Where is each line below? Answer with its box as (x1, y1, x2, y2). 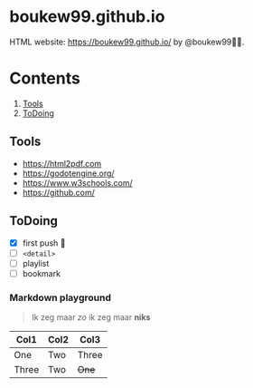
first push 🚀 (22, 238, 66, 248)
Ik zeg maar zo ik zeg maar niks (31, 312, 151, 323)
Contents (9, 68, 81, 89)
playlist (22, 257, 50, 268)
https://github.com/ (22, 187, 95, 198)
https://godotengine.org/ (22, 168, 115, 179)
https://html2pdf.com (22, 158, 102, 169)
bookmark (22, 267, 61, 278)
